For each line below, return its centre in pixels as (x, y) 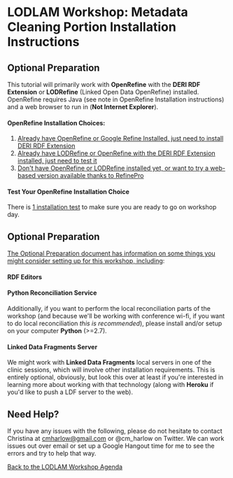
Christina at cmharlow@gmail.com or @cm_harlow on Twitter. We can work (116, 439)
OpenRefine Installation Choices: (56, 122)
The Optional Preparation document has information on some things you (111, 253)
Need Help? (33, 414)
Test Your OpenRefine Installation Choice (68, 191)
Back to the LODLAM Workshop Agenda (65, 467)
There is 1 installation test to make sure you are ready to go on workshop (112, 207)
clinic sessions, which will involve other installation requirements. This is (111, 370)
